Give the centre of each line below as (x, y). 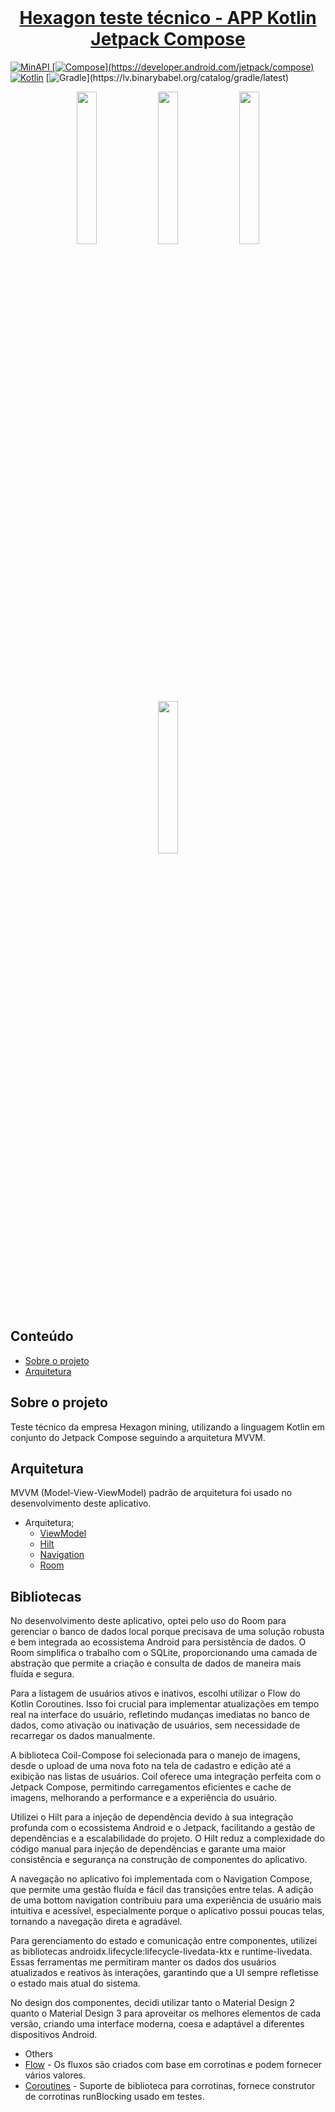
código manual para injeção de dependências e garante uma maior (148, 1849)
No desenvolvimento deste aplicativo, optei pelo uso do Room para (148, 1621)
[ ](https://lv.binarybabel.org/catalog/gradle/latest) (167, 77)
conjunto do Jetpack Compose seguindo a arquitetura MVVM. (138, 1437)
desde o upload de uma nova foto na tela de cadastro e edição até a (151, 1766)
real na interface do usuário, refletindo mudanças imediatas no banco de (160, 1715)
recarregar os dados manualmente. (83, 1736)
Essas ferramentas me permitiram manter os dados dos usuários (143, 1962)
